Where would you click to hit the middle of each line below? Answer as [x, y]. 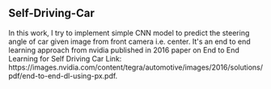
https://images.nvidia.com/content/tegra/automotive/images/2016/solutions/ [136, 67]
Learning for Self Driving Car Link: [65, 58]
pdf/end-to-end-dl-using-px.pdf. [63, 75]
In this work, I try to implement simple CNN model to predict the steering [129, 32]
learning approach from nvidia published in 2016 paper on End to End [124, 50]
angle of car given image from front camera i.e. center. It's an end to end [129, 41]
